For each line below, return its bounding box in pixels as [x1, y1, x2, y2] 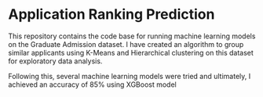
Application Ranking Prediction [8, 5, 215, 23]
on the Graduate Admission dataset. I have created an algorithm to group [8, 39, 244, 48]
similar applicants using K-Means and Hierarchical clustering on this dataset [8, 48, 254, 57]
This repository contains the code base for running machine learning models [8, 31, 256, 41]
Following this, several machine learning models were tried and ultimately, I [8, 71, 251, 81]
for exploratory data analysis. [8, 56, 103, 66]
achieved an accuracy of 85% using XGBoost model [8, 80, 177, 89]
